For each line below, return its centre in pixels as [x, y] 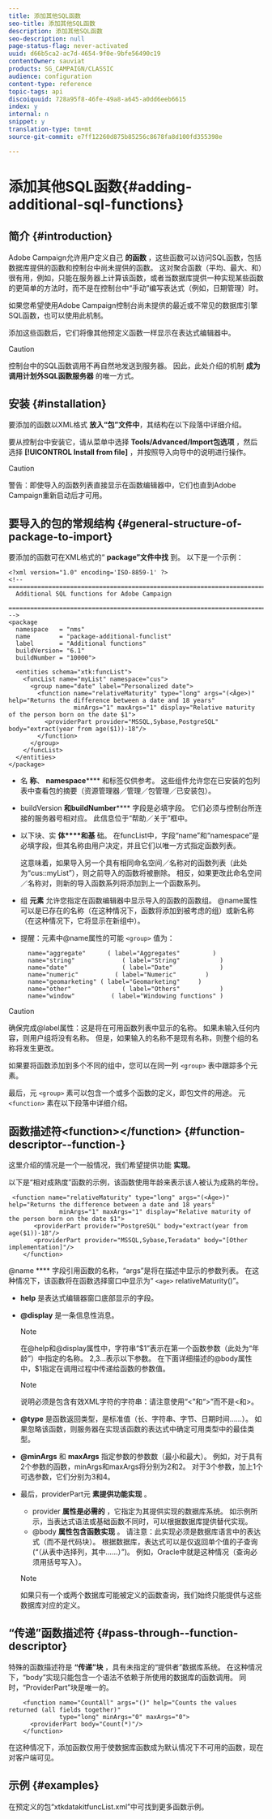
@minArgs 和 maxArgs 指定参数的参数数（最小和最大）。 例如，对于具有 [141, 1457]
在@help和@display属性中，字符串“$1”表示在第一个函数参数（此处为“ [136, 1349]
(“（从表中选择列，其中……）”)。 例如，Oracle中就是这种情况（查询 [141, 1552]
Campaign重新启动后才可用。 [57, 496]
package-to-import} [61, 537]
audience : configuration [50, 76]
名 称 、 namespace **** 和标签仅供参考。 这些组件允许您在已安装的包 [136, 781]
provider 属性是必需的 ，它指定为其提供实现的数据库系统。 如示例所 [145, 1511]
